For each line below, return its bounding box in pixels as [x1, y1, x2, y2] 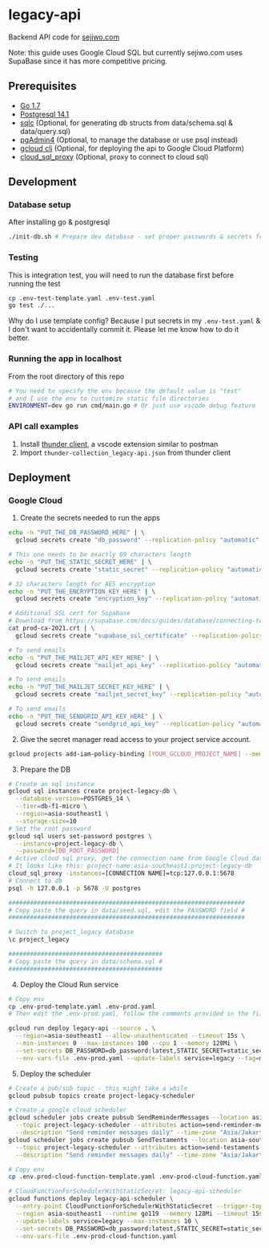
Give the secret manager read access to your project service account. [19, 734, 251, 744]
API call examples [8, 421, 79, 432]
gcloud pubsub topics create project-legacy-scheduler [8, 1092, 195, 1100]
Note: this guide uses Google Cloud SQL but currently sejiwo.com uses [8, 47, 243, 57]
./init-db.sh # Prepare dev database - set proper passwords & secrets [8, 233, 252, 241]
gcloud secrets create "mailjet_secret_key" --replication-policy [15, 691, 242, 699]
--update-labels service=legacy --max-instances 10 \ [15, 1217, 199, 1225]
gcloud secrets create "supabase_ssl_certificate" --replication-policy [15, 631, 263, 639]
